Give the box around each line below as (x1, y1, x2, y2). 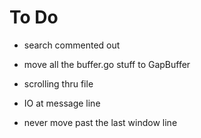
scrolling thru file (23, 77, 94, 90)
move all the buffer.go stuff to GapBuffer (23, 58, 191, 70)
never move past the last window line (23, 116, 178, 128)
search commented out (23, 39, 121, 51)
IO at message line (23, 97, 101, 109)
